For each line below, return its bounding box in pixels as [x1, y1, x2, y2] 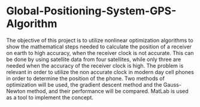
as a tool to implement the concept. [6, 94, 94, 101]
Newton [6, 87, 26, 94]
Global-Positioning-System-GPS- [6, 4, 177, 18]
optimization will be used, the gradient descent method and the [6, 81, 162, 88]
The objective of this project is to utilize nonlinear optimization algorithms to [6, 36, 193, 44]
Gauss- [163, 81, 181, 88]
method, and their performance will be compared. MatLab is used [26, 87, 189, 94]
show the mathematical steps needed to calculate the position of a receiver [6, 43, 192, 50]
